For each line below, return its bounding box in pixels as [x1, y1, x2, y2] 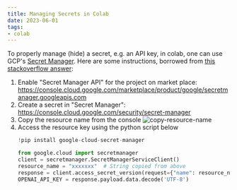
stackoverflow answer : [7, 64, 74, 73]
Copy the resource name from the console [17, 116, 141, 124]
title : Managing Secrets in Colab [7, 10, 110, 18]
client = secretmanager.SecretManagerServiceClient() [17, 156, 180, 163]
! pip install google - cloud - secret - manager [17, 137, 145, 144]
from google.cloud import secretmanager [17, 150, 139, 157]
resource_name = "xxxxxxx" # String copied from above [17, 162, 186, 170]
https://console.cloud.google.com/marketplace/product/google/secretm [17, 85, 229, 94]
